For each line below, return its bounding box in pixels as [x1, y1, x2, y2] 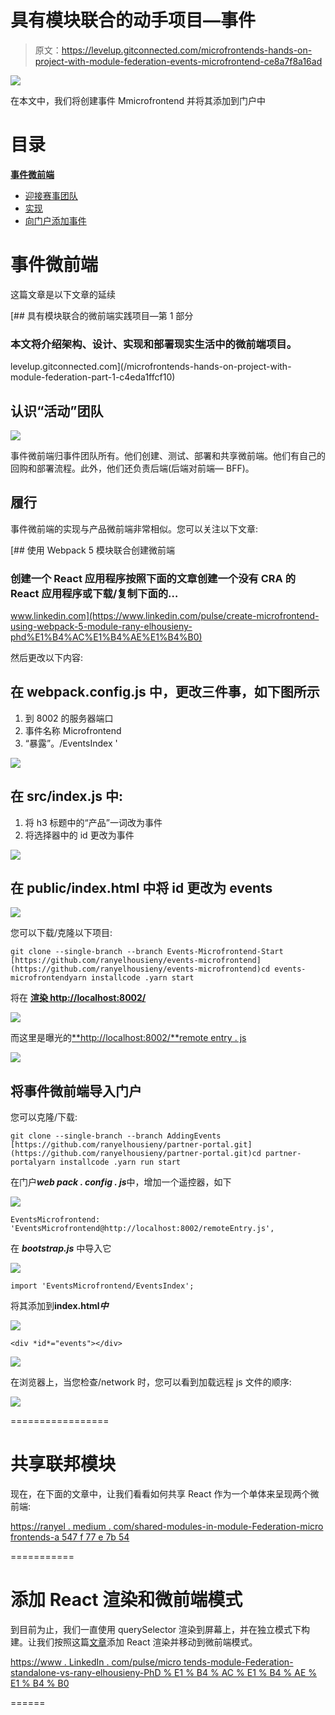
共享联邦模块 [10, 1453, 117, 1476]
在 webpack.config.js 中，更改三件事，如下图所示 [10, 684, 320, 701]
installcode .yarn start [90, 973, 195, 983]
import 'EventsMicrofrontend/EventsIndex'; [10, 1281, 195, 1291]
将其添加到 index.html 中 [10, 1300, 109, 1312]
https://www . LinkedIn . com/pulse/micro [10, 1656, 182, 1668]
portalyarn [10, 1157, 56, 1168]
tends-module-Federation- [183, 1656, 294, 1668]
